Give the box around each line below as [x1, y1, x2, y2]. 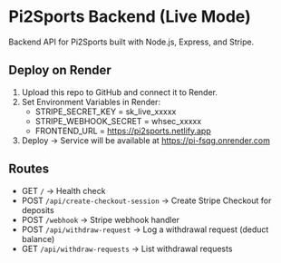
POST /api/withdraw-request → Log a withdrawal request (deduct [21, 224, 269, 235]
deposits [21, 204, 55, 215]
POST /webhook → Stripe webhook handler [21, 214, 180, 225]
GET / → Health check [21, 185, 106, 196]
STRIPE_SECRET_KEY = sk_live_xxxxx [34, 106, 177, 117]
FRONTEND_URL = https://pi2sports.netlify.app [34, 125, 211, 136]
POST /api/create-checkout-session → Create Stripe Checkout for [21, 195, 272, 206]
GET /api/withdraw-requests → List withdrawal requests [21, 243, 233, 254]
